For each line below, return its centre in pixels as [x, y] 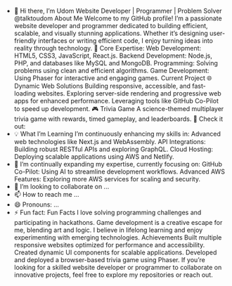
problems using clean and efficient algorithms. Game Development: [111, 71]
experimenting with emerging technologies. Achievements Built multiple [118, 238]
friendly [25, 41]
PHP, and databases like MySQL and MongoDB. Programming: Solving [116, 63]
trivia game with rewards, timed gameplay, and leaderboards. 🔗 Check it [118, 119]
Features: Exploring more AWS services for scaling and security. [107, 179]
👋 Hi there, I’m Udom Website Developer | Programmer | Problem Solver [118, 11]
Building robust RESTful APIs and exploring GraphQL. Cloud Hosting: [113, 149]
